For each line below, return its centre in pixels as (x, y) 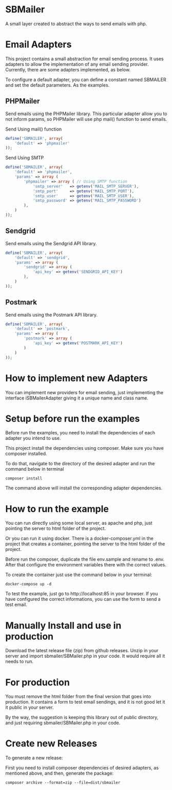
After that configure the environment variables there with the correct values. (86, 565)
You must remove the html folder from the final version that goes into (78, 696)
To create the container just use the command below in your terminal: (79, 575)
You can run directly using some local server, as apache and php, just (79, 523)
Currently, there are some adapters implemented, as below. (68, 69)
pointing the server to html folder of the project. (56, 528)
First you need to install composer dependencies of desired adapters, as (82, 768)
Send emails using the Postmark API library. (52, 315)
